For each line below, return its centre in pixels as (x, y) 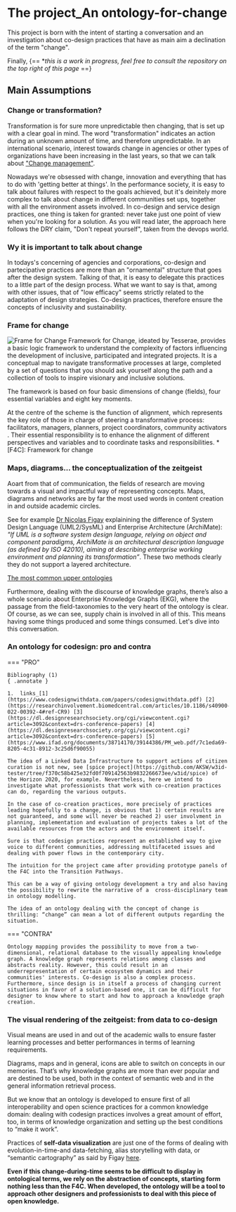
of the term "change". (39, 47)
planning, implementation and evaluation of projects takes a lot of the (118, 822)
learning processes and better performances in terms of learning (101, 1042)
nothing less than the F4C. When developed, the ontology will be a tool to (116, 1186)
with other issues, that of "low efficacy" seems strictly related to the (106, 292)
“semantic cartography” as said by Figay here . (74, 1158)
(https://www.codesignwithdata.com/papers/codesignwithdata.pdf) (105, 699)
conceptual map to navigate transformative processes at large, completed (114, 363)
